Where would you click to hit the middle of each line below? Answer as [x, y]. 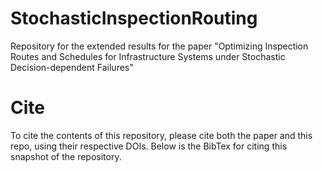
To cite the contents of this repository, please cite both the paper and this [161, 135]
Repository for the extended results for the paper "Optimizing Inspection [159, 46]
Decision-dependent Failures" [72, 67]
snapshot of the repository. [66, 156]
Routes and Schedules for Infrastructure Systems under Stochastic [148, 56]
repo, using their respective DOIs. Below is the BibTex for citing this [149, 146]
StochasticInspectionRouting [134, 18]
